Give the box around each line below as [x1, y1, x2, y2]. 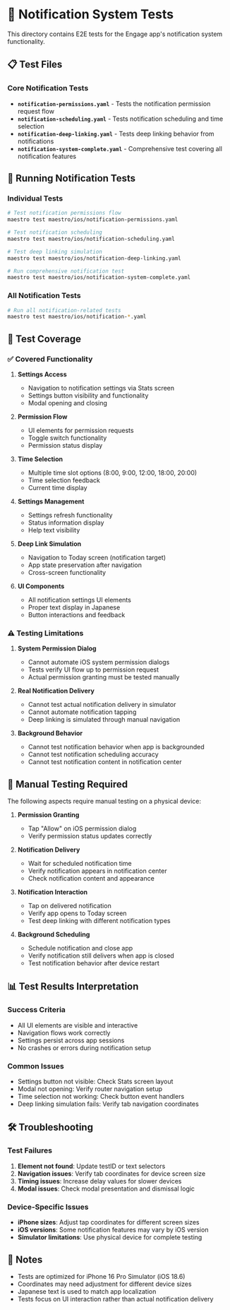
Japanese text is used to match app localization [17, 1287, 157, 1295]
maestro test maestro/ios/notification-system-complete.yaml [7, 274, 191, 281]
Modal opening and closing [28, 399, 108, 407]
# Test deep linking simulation [7, 248, 102, 255]
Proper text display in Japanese [28, 603, 121, 612]
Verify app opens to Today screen [28, 909, 127, 917]
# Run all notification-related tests [7, 306, 121, 314]
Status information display [28, 518, 104, 527]
